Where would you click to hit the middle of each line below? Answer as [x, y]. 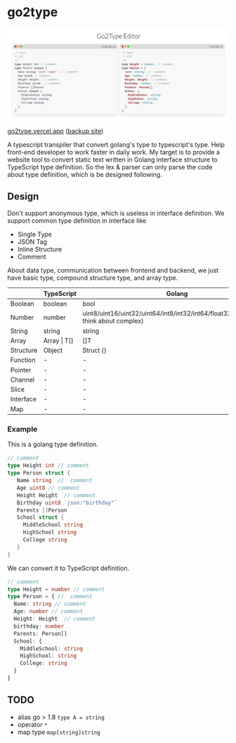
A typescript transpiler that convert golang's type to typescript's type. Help [116, 144]
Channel [22, 380]
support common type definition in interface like [77, 221]
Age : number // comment [48, 612]
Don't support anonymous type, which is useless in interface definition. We [116, 213]
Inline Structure [40, 250]
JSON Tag [32, 242]
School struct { [40, 517]
